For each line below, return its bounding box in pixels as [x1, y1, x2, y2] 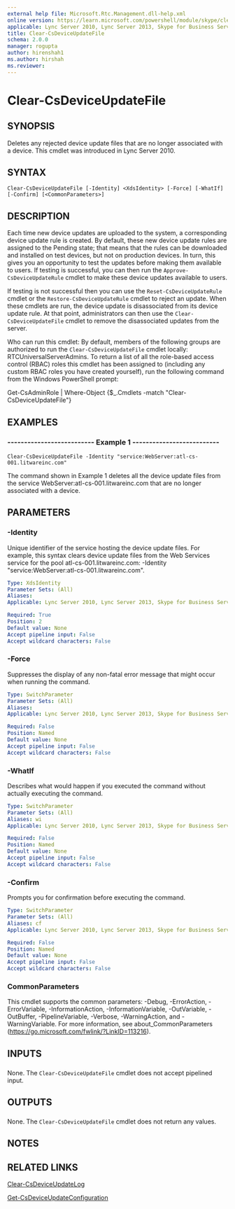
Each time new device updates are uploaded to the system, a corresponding [7, 229, 227, 237]
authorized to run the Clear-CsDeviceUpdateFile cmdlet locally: [7, 345, 189, 354]
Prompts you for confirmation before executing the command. [7, 893, 186, 902]
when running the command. [7, 677, 90, 686]
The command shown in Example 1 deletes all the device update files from [7, 471, 221, 480]
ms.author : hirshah [7, 56, 64, 63]
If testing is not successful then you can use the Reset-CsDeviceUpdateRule [7, 287, 222, 295]
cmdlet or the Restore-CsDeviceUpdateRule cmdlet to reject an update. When [7, 295, 227, 303]
